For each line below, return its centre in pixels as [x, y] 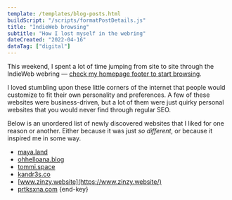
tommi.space [36, 167]
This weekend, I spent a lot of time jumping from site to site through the [111, 66]
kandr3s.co [34, 174]
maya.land [32, 152]
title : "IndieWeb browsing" [49, 27]
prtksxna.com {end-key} [53, 189]
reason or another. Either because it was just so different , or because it [110, 131]
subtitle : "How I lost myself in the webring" [77, 33]
